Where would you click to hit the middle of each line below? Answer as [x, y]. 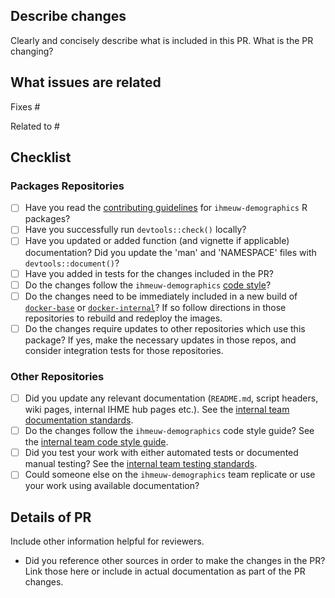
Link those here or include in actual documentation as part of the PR [165, 571]
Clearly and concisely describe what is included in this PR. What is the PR [162, 40]
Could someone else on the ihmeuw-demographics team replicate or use [170, 475]
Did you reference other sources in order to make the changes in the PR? [175, 561]
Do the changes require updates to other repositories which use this [165, 328]
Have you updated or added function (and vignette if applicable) [157, 241]
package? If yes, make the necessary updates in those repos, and [160, 340]
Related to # [35, 126]
